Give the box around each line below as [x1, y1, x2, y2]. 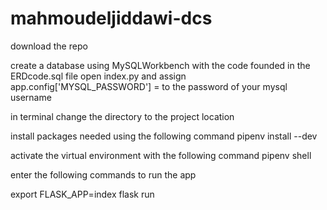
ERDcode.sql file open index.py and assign [10, 70, 187, 82]
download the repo [10, 40, 88, 52]
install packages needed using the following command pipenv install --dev [10, 130, 318, 142]
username [10, 91, 52, 103]
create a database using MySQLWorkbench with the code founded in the [10, 59, 311, 71]
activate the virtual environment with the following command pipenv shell [10, 149, 312, 161]
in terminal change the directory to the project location [10, 110, 235, 122]
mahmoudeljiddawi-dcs [10, 7, 213, 30]
